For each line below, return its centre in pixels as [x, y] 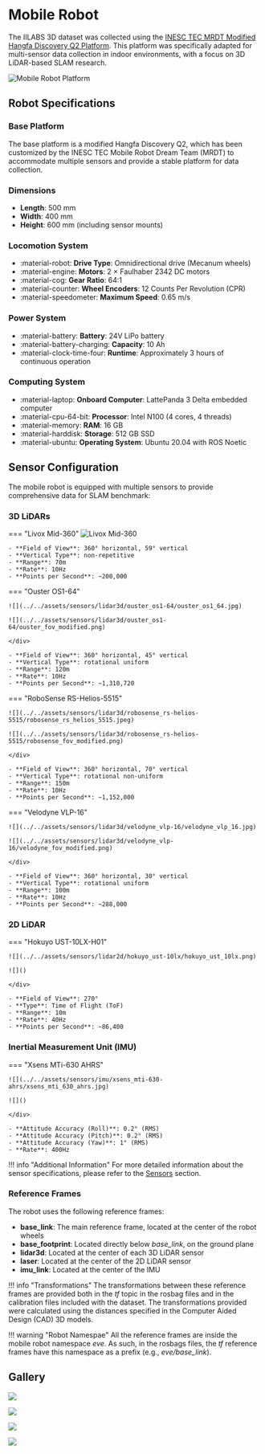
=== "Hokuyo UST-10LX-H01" [58, 942]
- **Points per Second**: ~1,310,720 [71, 683]
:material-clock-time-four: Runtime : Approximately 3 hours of [122, 353]
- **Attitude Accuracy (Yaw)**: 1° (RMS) [79, 1142]
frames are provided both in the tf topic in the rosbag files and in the [121, 1293]
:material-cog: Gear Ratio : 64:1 [71, 280]
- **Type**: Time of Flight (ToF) [66, 1006]
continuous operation [55, 361]
